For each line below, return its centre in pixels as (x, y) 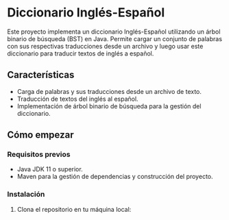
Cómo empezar (40, 135)
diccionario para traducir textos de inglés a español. (81, 53)
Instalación (26, 195)
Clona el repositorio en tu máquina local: (74, 209)
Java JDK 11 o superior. (50, 169)
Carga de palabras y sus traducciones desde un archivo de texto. (109, 91)
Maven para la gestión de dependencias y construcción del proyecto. (115, 177)
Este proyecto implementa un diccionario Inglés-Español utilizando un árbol (114, 32)
